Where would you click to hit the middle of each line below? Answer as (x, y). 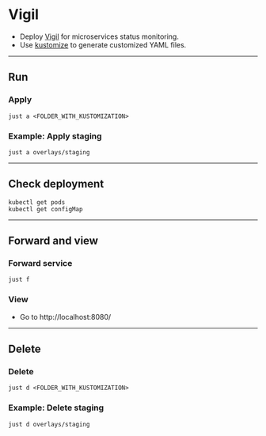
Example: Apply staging (55, 136)
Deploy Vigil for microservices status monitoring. (99, 36)
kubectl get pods (37, 202)
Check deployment (56, 184)
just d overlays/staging (49, 424)
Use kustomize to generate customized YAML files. (103, 44)
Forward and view (53, 241)
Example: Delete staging (56, 408)
